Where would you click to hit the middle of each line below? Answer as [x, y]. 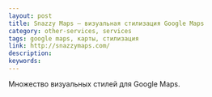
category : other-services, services [70, 31]
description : [30, 53]
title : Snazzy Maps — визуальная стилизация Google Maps [106, 23]
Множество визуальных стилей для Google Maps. [94, 84]
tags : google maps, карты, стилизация [74, 38]
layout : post [30, 16]
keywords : [25, 61]
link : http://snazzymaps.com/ [59, 46]
